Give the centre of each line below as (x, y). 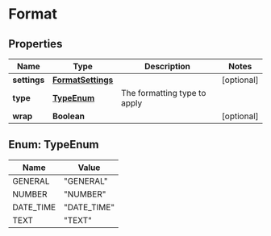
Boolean (68, 116)
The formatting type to (163, 93)
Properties (35, 44)
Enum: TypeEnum (54, 145)
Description (168, 66)
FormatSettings (83, 80)
